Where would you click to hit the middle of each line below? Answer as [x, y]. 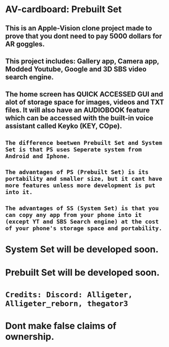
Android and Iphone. [38, 156]
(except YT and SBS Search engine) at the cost [82, 221]
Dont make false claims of [61, 326]
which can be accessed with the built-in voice [79, 118]
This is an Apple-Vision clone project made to [79, 28]
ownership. [30, 337]
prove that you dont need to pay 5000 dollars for [84, 36]
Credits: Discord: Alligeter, [69, 295]
